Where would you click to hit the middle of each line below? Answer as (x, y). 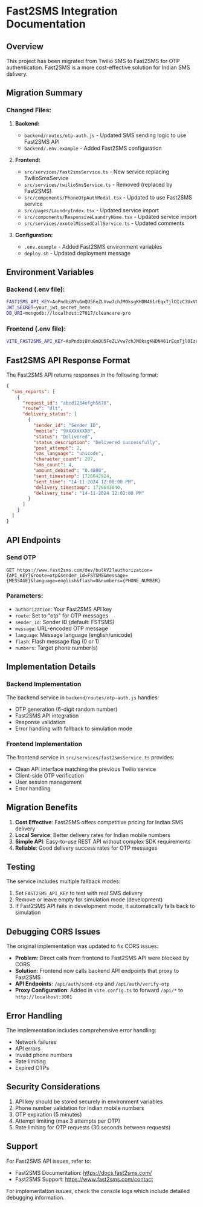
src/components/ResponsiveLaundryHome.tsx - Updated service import (110, 217)
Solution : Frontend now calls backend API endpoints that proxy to (97, 971)
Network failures (36, 1042)
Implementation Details (51, 667)
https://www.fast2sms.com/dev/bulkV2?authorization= (85, 570)
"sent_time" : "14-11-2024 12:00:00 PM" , (85, 482)
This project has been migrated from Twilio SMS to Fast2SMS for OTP (93, 61)
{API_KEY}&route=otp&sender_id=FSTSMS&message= (67, 575)
